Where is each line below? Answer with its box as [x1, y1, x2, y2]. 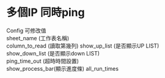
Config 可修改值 [6, 27, 46, 34]
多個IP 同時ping [6, 5, 85, 19]
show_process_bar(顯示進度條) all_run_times [6, 65, 119, 72]
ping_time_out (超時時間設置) [6, 57, 79, 65]
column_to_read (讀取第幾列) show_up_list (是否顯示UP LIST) [6, 42, 159, 49]
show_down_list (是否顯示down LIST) [6, 49, 100, 57]
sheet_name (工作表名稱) [6, 34, 70, 41]
